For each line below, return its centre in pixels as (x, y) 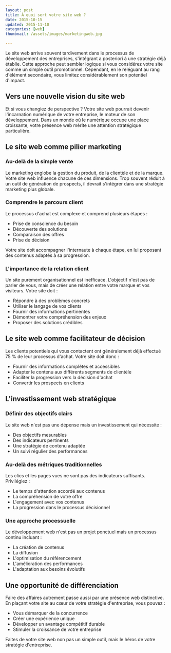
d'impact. (15, 80)
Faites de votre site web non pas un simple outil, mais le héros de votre (80, 639)
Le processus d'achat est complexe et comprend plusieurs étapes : (77, 213)
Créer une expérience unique (44, 619)
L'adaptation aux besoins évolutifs (49, 569)
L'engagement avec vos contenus (49, 502)
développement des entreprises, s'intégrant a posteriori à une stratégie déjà (86, 59)
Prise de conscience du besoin (45, 223)
